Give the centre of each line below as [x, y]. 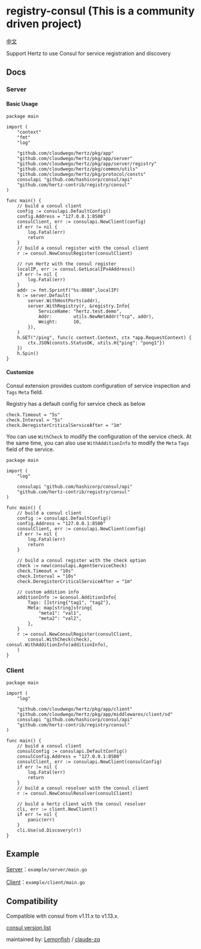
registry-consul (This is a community [100, 11]
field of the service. [30, 449]
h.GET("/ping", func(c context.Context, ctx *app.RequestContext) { [104, 338]
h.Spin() [28, 353]
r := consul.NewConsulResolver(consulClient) [75, 793]
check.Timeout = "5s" [33, 415]
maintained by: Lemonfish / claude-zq [53, 939]
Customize [20, 372]
